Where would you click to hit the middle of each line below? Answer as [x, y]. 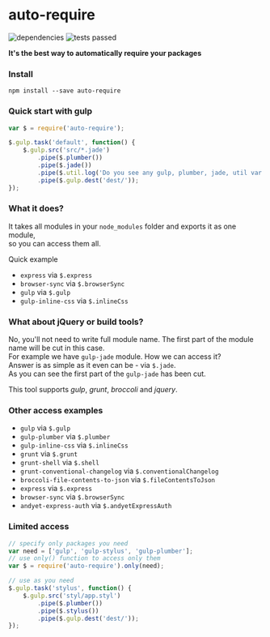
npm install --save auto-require [65, 91]
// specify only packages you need [68, 543]
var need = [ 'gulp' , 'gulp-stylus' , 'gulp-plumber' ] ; [101, 551]
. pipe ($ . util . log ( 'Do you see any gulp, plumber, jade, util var [150, 173]
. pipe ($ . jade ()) [65, 165]
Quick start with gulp [51, 111]
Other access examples [56, 411]
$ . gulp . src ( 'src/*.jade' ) [67, 150]
